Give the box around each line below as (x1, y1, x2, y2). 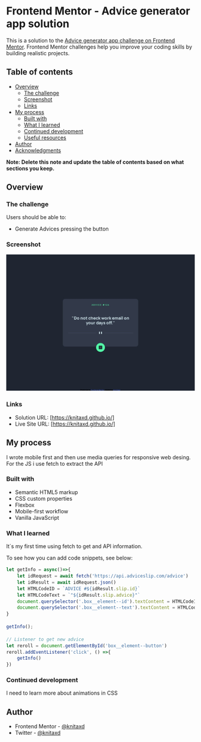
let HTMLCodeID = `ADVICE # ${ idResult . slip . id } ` (17, 585, 141, 592)
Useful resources (23, 134, 67, 141)
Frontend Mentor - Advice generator (6, 4, 190, 18)
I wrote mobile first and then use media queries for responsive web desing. (6, 453, 191, 460)
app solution (6, 17, 70, 31)
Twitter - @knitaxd (14, 729, 61, 737)
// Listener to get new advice (6, 636, 84, 642)
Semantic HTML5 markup (14, 488, 78, 496)
